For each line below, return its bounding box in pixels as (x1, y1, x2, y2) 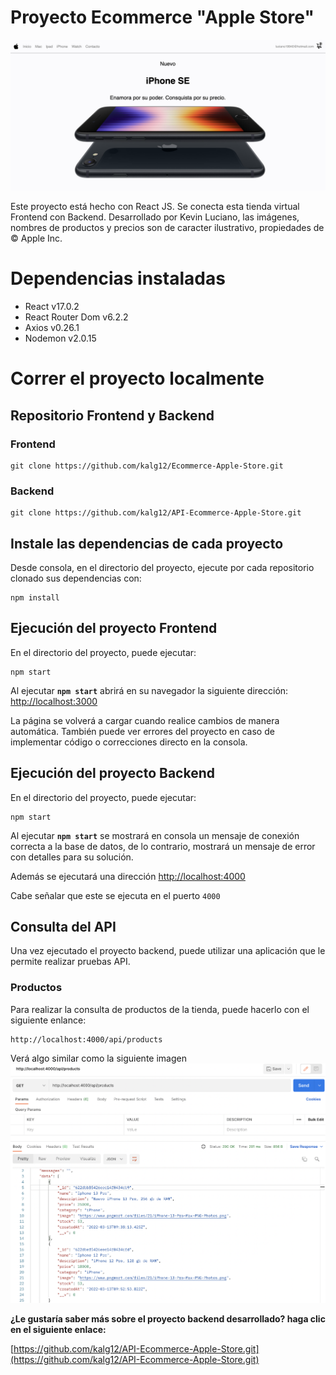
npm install (10, 593, 60, 603)
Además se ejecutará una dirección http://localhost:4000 (10, 870, 246, 882)
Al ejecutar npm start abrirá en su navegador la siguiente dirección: (10, 684, 289, 696)
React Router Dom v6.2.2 (24, 311, 129, 323)
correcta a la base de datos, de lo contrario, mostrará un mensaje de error (10, 840, 316, 852)
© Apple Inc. (10, 232, 63, 245)
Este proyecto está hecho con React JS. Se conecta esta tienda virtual (10, 201, 300, 213)
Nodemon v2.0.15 (24, 332, 97, 345)
